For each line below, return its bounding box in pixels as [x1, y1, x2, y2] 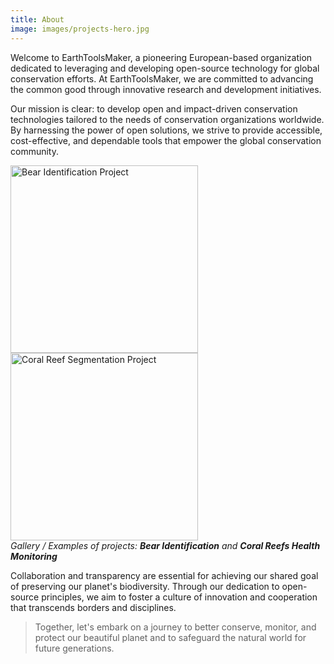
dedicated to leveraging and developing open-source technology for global [10, 62, 320, 74]
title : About [10, 14, 65, 25]
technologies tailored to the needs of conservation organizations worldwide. [10, 113, 325, 125]
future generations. [34, 642, 115, 654]
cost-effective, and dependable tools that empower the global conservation [10, 134, 322, 146]
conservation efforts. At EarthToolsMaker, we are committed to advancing [10, 72, 314, 85]
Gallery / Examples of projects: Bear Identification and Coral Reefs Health [10, 539, 321, 551]
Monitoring [10, 550, 58, 562]
